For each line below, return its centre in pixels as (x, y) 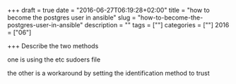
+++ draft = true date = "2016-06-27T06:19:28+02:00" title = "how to (108, 10)
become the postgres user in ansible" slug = (72, 17)
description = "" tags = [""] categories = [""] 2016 (157, 25)
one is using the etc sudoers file (54, 59)
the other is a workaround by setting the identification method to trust (108, 73)
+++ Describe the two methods (53, 46)
